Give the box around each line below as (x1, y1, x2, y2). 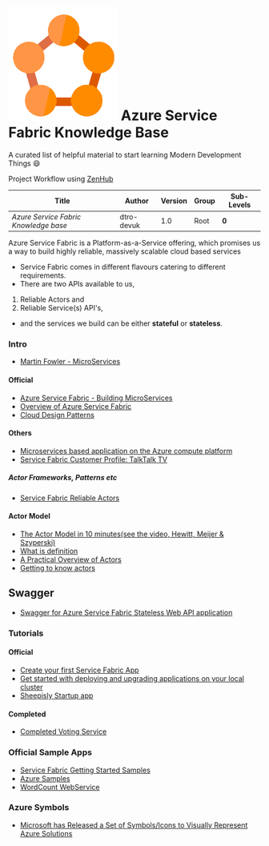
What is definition (19, 547, 78, 556)
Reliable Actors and (19, 295, 85, 304)
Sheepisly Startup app (19, 691, 94, 700)
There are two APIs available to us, (19, 279, 134, 289)
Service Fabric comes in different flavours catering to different (19, 263, 226, 272)
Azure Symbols (8, 802, 70, 813)
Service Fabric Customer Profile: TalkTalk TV (19, 455, 168, 464)
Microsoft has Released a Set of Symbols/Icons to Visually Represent (19, 820, 248, 830)
